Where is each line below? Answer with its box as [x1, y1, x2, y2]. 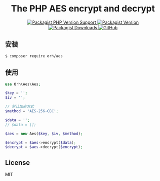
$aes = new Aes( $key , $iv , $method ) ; [5, 131, 83, 136]
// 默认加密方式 [5, 104, 34, 109]
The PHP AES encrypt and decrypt [11, 3, 155, 14]
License [5, 158, 30, 167]
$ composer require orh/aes [5, 53, 63, 58]
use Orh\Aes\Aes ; [5, 82, 41, 87]
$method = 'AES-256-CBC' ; [5, 109, 58, 114]
